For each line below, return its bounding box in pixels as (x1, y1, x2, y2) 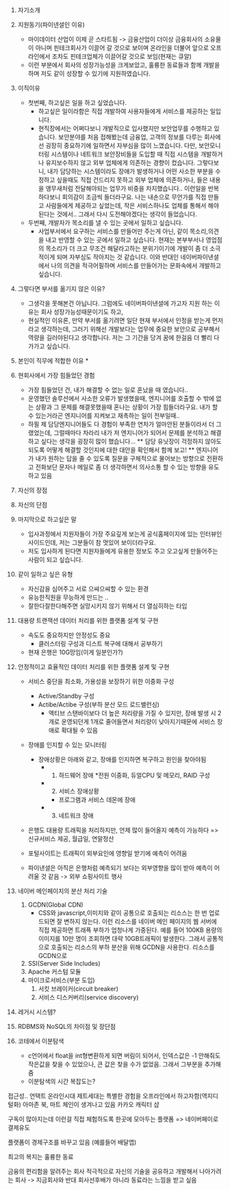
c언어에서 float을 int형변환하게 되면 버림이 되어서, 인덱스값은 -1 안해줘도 (27, 1051, 221, 1060)
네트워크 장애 (58, 811, 94, 820)
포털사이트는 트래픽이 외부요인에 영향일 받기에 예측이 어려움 (27, 849, 188, 857)
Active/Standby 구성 (38, 692, 95, 700)
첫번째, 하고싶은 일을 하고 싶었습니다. (27, 99, 127, 106)
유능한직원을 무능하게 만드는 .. (27, 593, 109, 602)
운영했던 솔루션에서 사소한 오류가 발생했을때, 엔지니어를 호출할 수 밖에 (27, 394, 215, 403)
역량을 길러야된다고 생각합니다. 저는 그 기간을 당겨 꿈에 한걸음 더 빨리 (27, 333, 213, 342)
